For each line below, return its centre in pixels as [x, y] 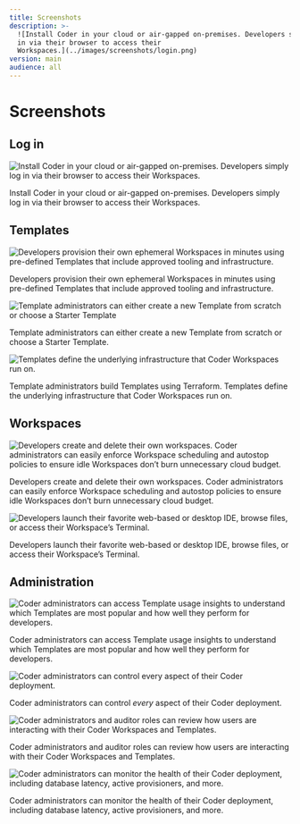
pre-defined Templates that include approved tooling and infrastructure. [142, 288]
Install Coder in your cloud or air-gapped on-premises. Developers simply [145, 192]
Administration [52, 582]
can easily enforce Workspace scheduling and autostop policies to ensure [146, 491]
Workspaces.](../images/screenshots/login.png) [108, 51]
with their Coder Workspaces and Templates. [92, 757]
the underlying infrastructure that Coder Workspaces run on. [121, 395]
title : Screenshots [46, 17]
